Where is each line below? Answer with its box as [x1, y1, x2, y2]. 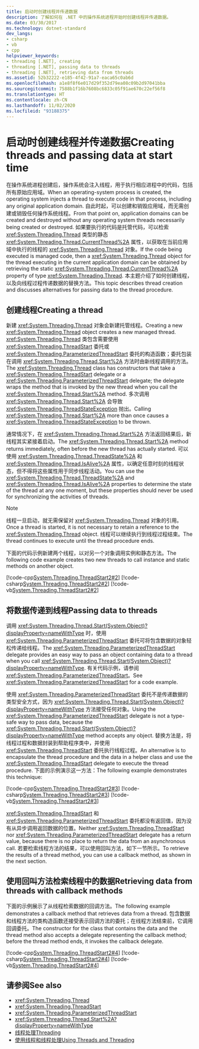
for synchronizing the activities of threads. [6, 493, 110, 500]
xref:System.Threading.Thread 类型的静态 [6, 231, 108, 238]
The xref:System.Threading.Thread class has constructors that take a [6, 364, 176, 371]
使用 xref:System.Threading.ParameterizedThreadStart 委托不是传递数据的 [6, 691, 188, 698]
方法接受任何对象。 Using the [85, 705, 156, 713]
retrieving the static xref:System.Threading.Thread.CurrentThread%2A [6, 265, 179, 272]
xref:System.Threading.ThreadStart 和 [6, 809, 99, 816]
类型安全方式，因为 [6, 698, 53, 705]
